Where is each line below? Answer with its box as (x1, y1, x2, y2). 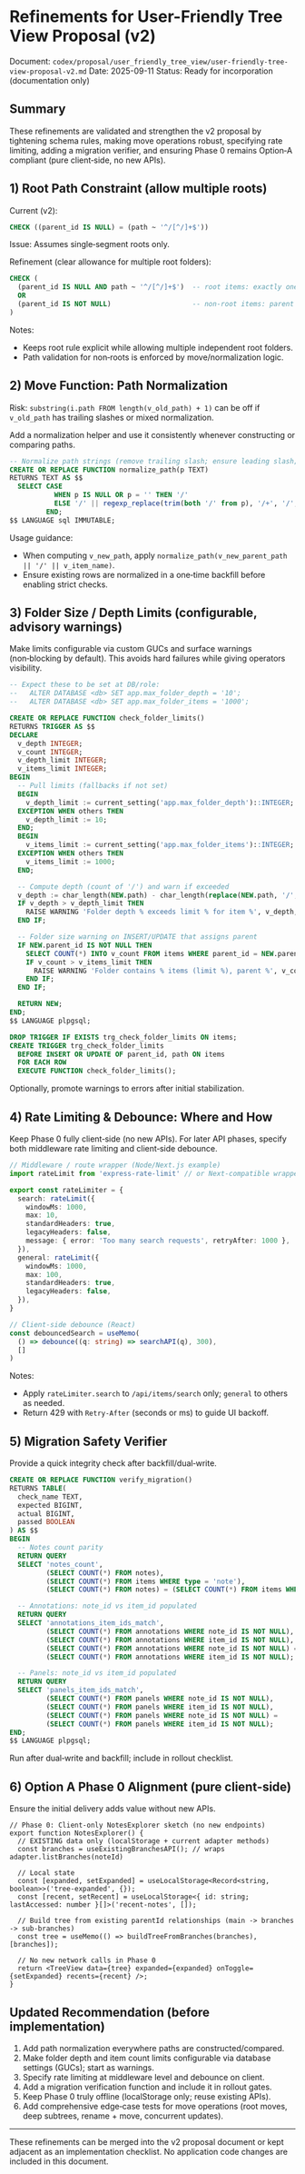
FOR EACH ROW (17, 1058, 67, 1067)
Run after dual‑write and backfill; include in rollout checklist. (9, 1752, 234, 1764)
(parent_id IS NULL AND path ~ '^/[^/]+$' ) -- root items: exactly (17, 283, 282, 292)
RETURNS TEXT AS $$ (9, 474, 84, 483)
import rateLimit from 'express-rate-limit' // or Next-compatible (9, 1169, 271, 1178)
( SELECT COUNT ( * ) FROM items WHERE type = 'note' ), (45, 1577, 246, 1586)
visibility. (9, 663, 43, 673)
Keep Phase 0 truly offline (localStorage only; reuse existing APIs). (22, 2090, 271, 2101)
